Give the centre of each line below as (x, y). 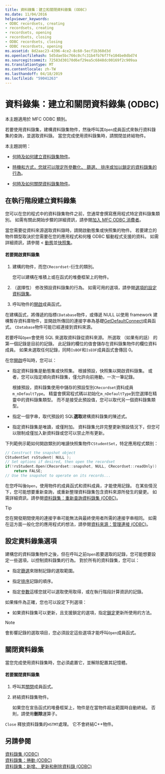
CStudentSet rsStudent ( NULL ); (38, 457)
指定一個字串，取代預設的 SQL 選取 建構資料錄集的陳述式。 (71, 416)
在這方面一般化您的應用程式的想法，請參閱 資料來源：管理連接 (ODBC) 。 (78, 524)
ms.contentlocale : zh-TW (30, 70)
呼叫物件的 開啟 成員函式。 (38, 304)
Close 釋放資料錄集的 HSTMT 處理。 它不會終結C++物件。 (61, 724)
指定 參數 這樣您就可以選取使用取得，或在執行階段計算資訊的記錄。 (79, 592)
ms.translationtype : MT (29, 65)
